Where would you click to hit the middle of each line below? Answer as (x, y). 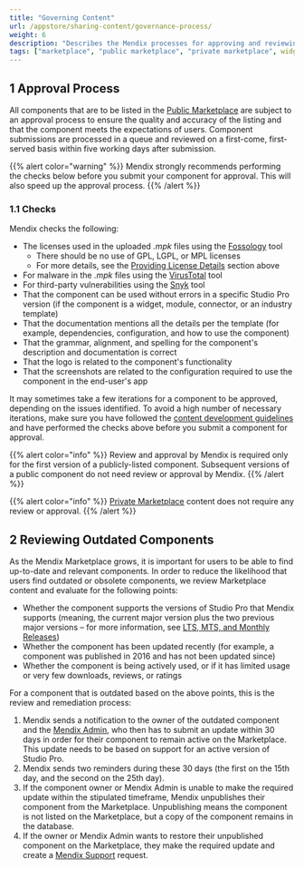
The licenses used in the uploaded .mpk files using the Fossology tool (152, 247)
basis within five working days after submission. (127, 148)
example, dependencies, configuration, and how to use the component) (156, 333)
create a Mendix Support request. (85, 855)
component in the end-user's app (85, 381)
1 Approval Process (65, 88)
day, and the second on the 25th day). (94, 778)
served (23, 148)
